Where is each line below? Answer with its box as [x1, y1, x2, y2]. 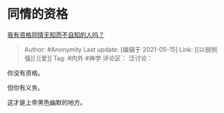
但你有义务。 [7, 83, 44, 92]
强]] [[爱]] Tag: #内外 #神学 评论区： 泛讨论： [24, 53, 154, 62]
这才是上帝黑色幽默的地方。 [7, 98, 87, 106]
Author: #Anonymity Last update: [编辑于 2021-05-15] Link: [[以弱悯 [24, 45, 218, 53]
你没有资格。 [7, 69, 44, 77]
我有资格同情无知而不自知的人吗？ [7, 31, 105, 39]
